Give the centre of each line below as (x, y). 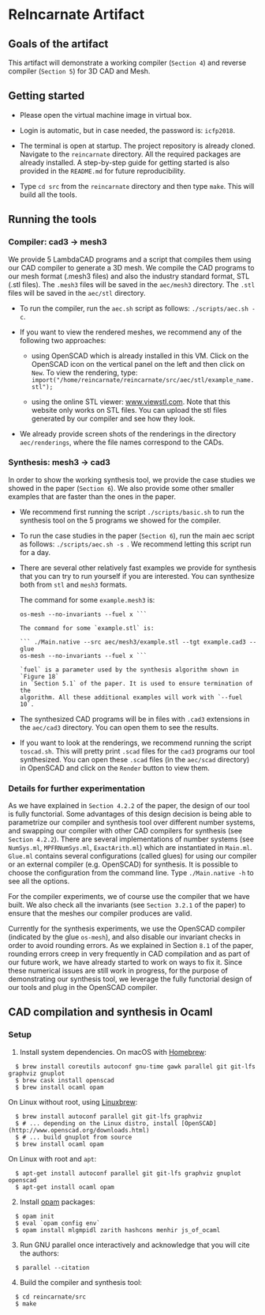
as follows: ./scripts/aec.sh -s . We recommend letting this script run (135, 544)
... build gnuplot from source (80, 1137)
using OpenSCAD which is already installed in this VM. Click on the (140, 355)
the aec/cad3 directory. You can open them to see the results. (119, 727)
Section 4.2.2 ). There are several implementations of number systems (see (131, 839)
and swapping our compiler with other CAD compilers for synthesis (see (125, 831)
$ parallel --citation (52, 1268)
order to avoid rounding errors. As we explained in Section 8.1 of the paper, (131, 946)
